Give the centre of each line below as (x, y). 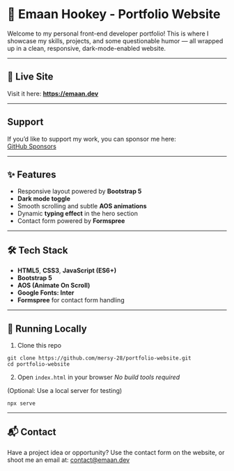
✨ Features (32, 175)
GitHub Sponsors (32, 146)
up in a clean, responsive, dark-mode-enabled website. (86, 48)
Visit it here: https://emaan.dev (53, 93)
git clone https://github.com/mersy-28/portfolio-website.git (99, 358)
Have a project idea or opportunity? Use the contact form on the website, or (116, 452)
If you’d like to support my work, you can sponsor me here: (92, 139)
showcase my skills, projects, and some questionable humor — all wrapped (115, 40)
